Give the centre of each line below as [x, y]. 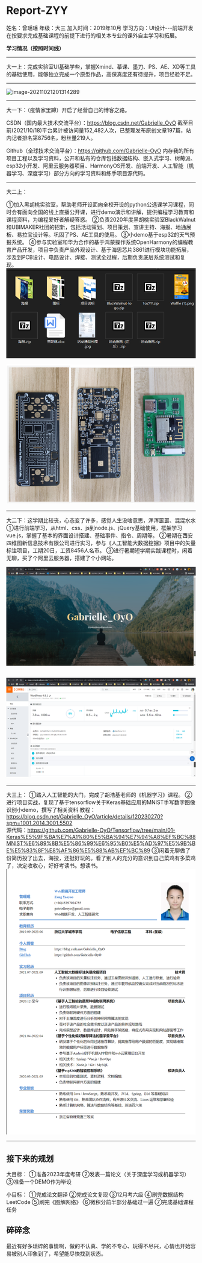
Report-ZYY [37, 11]
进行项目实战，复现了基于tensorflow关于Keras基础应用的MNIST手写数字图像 [101, 802]
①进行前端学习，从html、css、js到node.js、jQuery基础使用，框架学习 [94, 528]
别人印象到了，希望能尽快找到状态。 [61, 1253]
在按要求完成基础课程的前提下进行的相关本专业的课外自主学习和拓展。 [93, 35]
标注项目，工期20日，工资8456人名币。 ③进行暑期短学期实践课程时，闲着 [99, 550]
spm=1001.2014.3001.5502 [39, 823]
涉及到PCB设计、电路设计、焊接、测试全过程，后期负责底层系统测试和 [93, 257]
